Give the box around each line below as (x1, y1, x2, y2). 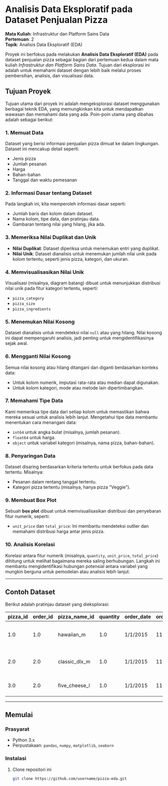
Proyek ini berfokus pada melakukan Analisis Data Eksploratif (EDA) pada (5, 51, 158, 57)
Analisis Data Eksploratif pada (5, 4, 133, 15)
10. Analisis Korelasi (5, 541, 55, 548)
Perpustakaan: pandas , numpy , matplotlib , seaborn (12, 742, 114, 748)
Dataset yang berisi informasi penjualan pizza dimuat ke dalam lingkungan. (5, 141, 159, 147)
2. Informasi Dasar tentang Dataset (5, 189, 92, 197)
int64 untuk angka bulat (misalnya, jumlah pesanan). (12, 429, 121, 435)
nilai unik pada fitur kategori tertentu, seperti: (5, 285, 98, 291)
